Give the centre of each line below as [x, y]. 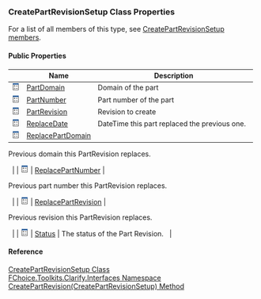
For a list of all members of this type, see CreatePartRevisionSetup [116, 29]
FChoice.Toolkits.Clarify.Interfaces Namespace [85, 278]
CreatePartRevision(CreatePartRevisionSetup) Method [96, 286]
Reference [26, 251]
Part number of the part [136, 100]
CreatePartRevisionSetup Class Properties [92, 12]
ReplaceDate [47, 124]
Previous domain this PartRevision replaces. [80, 154]
